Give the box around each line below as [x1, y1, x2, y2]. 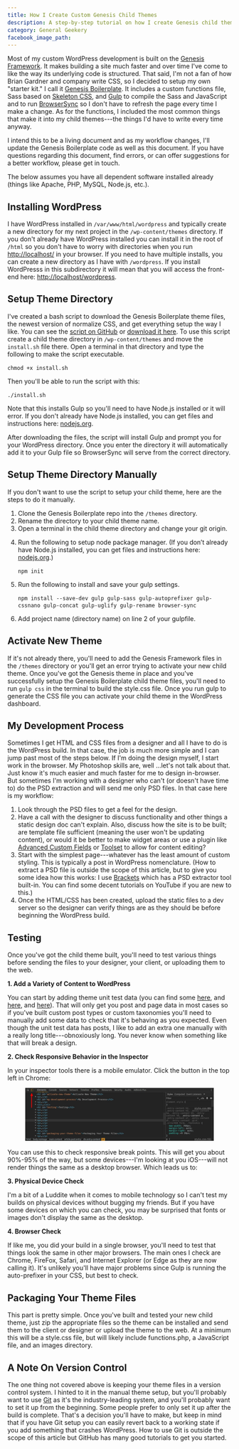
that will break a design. [7, 1039, 78, 1047]
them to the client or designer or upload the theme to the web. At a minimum [7, 1326, 231, 1334]
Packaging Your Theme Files [7, 1292, 137, 1304]
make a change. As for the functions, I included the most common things [7, 107, 221, 116]
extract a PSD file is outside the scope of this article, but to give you [17, 866, 217, 874]
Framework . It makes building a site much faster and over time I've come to [7, 62, 228, 70]
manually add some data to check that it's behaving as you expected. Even [7, 1016, 227, 1024]
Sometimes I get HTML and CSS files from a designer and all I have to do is [7, 738, 228, 747]
